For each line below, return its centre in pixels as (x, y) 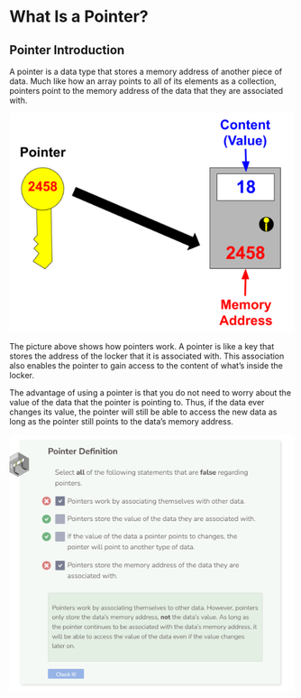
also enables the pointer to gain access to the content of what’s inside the (146, 366)
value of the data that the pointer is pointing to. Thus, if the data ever (137, 403)
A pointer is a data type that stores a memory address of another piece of (146, 71)
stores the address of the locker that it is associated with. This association (147, 356)
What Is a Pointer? (79, 17)
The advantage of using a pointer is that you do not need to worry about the (150, 393)
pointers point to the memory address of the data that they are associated (146, 91)
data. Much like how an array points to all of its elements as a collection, (143, 81)
